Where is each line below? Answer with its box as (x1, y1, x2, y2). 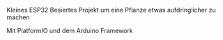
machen (6, 13, 30, 21)
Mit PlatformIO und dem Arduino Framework (6, 27, 133, 34)
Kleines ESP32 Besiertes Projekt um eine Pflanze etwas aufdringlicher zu (6, 6, 217, 14)
